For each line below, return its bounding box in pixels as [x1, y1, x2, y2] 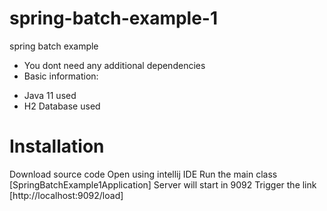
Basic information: [23, 70, 99, 82]
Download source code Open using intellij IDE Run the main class [9, 168, 278, 180]
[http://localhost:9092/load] [9, 189, 124, 201]
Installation [9, 135, 105, 158]
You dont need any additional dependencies [23, 59, 206, 71]
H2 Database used [23, 100, 101, 112]
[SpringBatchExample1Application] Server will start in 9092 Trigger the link [9, 178, 317, 191]
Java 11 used [23, 89, 77, 101]
